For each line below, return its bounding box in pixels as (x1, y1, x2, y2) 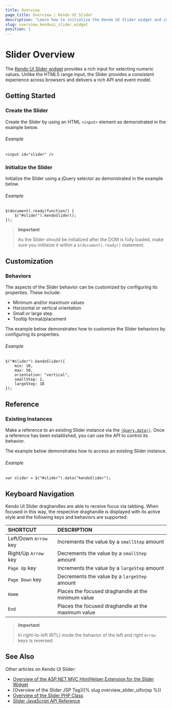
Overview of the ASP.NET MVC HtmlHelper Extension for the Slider (12, 676, 155, 682)
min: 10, (14, 363, 33, 369)
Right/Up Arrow (8, 550, 44, 557)
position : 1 (5, 27, 31, 32)
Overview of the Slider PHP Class (12, 692, 83, 698)
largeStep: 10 (14, 381, 45, 387)
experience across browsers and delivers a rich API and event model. (5, 77, 152, 83)
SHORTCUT (8, 526, 37, 534)
